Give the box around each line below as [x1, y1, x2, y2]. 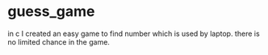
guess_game [7, 2, 95, 21]
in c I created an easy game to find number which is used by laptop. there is [7, 29, 260, 38]
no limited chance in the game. [7, 37, 111, 46]
